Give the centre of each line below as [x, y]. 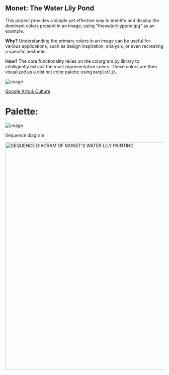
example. [15, 31]
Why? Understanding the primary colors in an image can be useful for [78, 41]
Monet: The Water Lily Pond [50, 8]
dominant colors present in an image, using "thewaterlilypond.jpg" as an [80, 26]
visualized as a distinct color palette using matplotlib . [61, 72]
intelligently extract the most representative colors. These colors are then [81, 66]
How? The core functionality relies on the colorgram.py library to [72, 61]
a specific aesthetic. [26, 51]
